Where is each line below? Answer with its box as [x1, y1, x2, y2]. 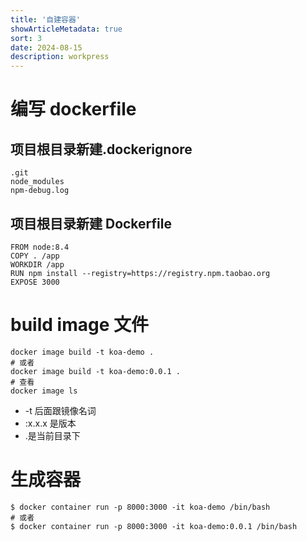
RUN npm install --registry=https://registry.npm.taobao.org [10, 268, 271, 278]
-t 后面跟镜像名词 [24, 404, 97, 416]
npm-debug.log [10, 186, 70, 196]
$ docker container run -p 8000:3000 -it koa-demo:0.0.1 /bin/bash [10, 521, 298, 531]
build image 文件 [10, 314, 149, 336]
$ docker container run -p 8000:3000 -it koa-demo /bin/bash [10, 502, 271, 512]
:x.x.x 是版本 [24, 417, 77, 429]
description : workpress [10, 52, 110, 62]
